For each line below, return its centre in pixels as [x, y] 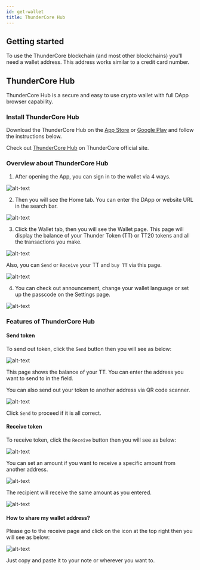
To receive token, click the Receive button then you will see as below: [91, 440]
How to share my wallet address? [48, 517]
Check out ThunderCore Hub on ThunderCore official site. [78, 148]
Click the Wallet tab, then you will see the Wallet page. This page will [99, 229]
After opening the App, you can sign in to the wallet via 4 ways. [93, 176]
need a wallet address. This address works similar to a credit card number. [98, 62]
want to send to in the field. [40, 378]
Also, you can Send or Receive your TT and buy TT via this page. [84, 265]
